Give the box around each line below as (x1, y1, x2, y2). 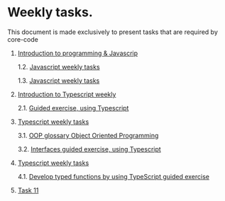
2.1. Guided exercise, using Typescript (17, 103, 129, 112)
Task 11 (17, 185, 39, 195)
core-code (7, 35, 39, 43)
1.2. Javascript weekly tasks (17, 62, 101, 71)
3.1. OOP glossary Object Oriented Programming (17, 131, 159, 139)
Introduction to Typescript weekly (17, 90, 116, 98)
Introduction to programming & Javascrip (17, 49, 138, 57)
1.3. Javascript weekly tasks (17, 76, 100, 85)
